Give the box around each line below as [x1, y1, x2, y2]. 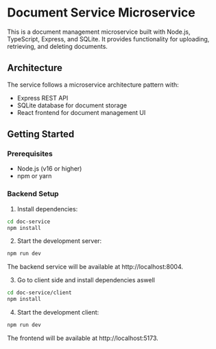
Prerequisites [7, 149, 53, 159]
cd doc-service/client [7, 289, 72, 297]
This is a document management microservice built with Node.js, [7, 28, 191, 36]
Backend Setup [7, 189, 60, 199]
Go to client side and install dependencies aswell [16, 276, 156, 284]
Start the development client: [16, 308, 99, 317]
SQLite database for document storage [16, 101, 128, 109]
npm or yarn [16, 172, 52, 180]
